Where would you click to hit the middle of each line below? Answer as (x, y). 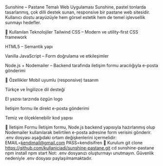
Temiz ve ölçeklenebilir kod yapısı (39, 118)
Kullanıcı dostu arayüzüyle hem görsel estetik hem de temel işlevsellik (75, 17)
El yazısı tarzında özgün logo (34, 99)
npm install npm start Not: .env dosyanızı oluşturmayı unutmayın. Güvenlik (80, 153)
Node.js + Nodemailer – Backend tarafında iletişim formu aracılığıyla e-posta (82, 65)
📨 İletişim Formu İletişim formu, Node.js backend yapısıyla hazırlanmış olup (80, 127)
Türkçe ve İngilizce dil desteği (35, 89)
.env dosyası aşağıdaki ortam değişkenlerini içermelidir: (61, 138)
